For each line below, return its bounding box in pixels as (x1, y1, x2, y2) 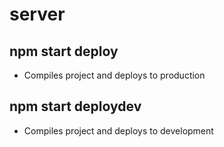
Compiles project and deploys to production (23, 69, 206, 81)
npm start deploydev (9, 98, 142, 115)
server (9, 3, 66, 26)
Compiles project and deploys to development (23, 124, 214, 137)
